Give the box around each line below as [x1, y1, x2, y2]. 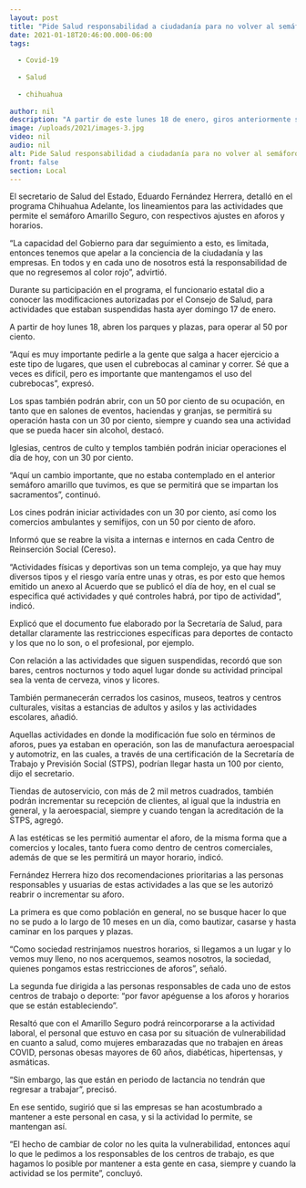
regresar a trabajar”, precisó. [9, 1084, 117, 1095]
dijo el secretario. [9, 768, 75, 779]
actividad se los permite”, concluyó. [9, 1168, 143, 1179]
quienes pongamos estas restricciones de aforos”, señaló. [9, 964, 228, 974]
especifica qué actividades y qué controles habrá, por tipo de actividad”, [9, 590, 282, 602]
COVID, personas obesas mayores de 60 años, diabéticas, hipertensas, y [9, 1047, 283, 1058]
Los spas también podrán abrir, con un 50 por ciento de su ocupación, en [9, 396, 285, 407]
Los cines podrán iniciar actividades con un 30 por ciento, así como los [9, 507, 277, 518]
